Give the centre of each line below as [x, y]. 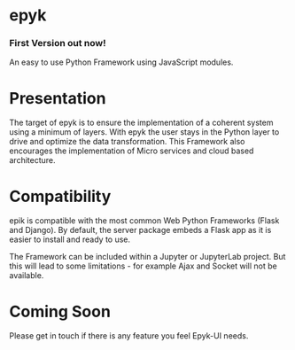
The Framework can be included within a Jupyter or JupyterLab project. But [147, 257]
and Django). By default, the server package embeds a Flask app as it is [140, 230]
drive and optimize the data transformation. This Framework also [127, 142]
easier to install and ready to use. [70, 239]
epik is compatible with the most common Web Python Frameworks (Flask [144, 221]
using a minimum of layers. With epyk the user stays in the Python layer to [144, 132]
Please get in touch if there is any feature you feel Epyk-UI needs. [129, 336]
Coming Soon [60, 311]
